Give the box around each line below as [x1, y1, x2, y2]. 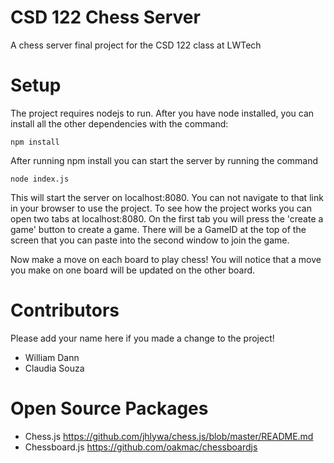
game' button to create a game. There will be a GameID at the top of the [10, 223, 307, 235]
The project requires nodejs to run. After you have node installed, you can [10, 107, 315, 119]
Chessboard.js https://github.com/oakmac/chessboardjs [24, 441, 258, 453]
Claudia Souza [24, 362, 85, 374]
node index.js [10, 174, 70, 184]
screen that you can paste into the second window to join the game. [10, 234, 290, 246]
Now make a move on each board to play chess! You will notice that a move [10, 253, 322, 265]
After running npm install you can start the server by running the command [10, 154, 319, 166]
